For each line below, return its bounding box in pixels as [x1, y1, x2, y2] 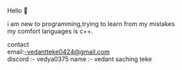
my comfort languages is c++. [7, 27, 94, 35]
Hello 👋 [7, 7, 28, 14]
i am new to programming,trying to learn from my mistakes [7, 20, 175, 27]
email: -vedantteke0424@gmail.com [7, 48, 110, 56]
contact [7, 40, 29, 48]
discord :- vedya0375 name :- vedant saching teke [7, 55, 153, 63]
